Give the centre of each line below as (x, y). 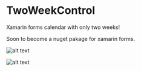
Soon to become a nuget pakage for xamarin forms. (71, 39)
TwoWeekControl (51, 11)
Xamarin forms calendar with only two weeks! (63, 27)
